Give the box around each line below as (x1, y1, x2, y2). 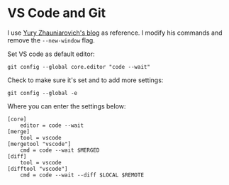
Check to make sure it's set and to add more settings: (7, 76, 164, 84)
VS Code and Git (7, 5, 106, 21)
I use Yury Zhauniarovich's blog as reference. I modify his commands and (7, 28, 223, 37)
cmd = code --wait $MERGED (20, 147, 100, 154)
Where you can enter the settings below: (7, 101, 126, 111)
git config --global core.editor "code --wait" (7, 63, 151, 70)
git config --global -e (7, 89, 78, 96)
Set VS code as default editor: (7, 50, 95, 58)
